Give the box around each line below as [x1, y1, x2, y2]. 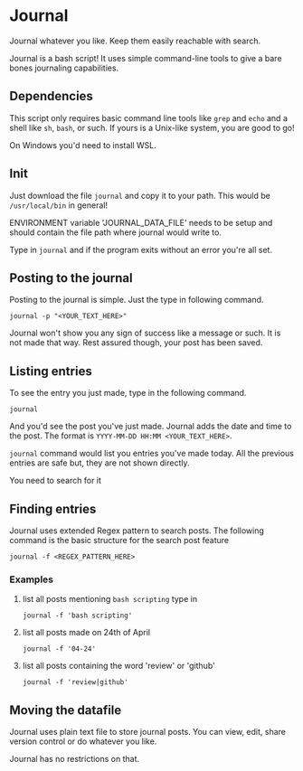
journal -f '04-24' [22, 644, 97, 653]
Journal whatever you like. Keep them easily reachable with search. [9, 35, 261, 46]
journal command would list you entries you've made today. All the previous [9, 448, 294, 459]
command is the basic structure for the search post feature [9, 535, 230, 545]
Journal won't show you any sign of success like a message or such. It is [9, 327, 281, 339]
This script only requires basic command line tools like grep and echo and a [9, 112, 288, 123]
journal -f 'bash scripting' [22, 611, 133, 620]
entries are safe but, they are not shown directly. [9, 457, 190, 468]
